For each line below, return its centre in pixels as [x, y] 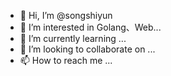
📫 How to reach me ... [66, 60]
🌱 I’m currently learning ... [73, 38]
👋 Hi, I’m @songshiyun [66, 15]
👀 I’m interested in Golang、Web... [90, 27]
